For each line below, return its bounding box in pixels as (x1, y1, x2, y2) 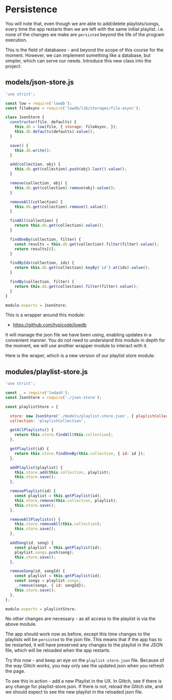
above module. (5, 621, 37, 627)
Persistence (5, 4, 58, 15)
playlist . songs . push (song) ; (14, 549, 74, 555)
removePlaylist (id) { (10, 489, 56, 494)
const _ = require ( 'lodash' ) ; (5, 390, 70, 395)
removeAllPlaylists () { (10, 517, 60, 522)
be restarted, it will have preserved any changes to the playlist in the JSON (5, 642, 163, 648)
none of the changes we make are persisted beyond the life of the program (5, 31, 165, 37)
